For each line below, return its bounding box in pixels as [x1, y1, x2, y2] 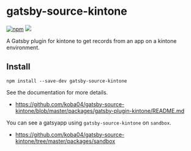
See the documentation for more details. [6, 88, 108, 96]
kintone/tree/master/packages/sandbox [15, 137, 116, 145]
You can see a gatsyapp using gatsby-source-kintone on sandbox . [6, 118, 171, 126]
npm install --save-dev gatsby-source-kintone [6, 78, 127, 84]
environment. [6, 44, 40, 51]
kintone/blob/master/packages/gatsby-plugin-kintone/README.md [15, 107, 185, 114]
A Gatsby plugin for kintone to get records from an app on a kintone [6, 37, 177, 44]
